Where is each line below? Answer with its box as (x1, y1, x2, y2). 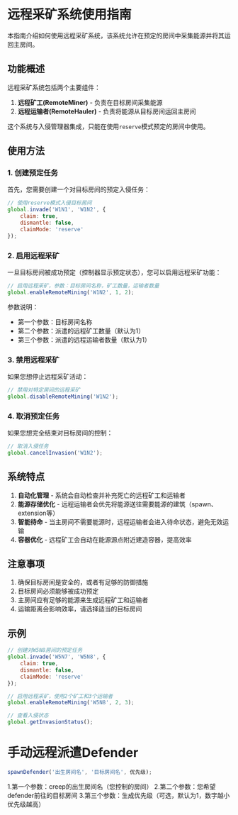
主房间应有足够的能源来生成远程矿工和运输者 (17, 596, 149, 604)
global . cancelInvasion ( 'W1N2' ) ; (7, 449, 103, 456)
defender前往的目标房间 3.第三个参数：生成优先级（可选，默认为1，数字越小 (7, 791, 230, 799)
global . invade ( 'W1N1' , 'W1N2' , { (7, 206, 106, 214)
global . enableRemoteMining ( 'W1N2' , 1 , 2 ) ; (7, 289, 135, 296)
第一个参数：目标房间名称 (17, 317, 93, 326)
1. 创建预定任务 (7, 168, 59, 178)
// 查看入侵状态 (7, 712, 49, 719)
